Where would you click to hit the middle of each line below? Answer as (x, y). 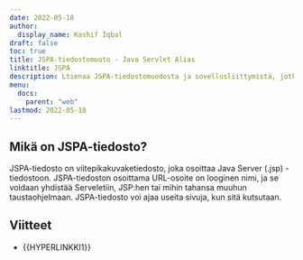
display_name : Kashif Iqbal (70, 34)
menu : (19, 85)
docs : (28, 93)
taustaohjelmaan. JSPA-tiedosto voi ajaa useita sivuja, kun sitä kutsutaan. (146, 197)
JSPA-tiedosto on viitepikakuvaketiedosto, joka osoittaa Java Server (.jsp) (147, 169)
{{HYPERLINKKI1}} (57, 247)
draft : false (34, 43)
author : (24, 26)
